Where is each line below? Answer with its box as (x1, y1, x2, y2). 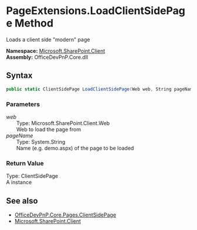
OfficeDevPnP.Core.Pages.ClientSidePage (14, 211, 116, 218)
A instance (6, 179, 32, 186)
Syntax (6, 70, 33, 80)
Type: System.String (16, 138, 66, 145)
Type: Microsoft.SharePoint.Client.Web (16, 119, 110, 127)
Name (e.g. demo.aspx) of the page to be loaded (16, 144, 134, 151)
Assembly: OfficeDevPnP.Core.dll (6, 53, 89, 60)
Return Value (6, 159, 44, 167)
